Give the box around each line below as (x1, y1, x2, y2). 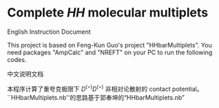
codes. (7, 55, 27, 63)
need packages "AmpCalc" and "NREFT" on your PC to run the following (7, 48, 213, 56)
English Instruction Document (7, 28, 91, 36)
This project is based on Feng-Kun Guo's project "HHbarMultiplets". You (7, 41, 212, 49)
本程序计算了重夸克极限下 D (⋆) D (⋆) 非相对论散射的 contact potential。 (7, 83, 203, 93)
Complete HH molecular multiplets (7, 5, 209, 21)
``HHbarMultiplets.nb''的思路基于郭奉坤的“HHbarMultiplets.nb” (7, 93, 185, 101)
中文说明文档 (7, 69, 43, 78)
